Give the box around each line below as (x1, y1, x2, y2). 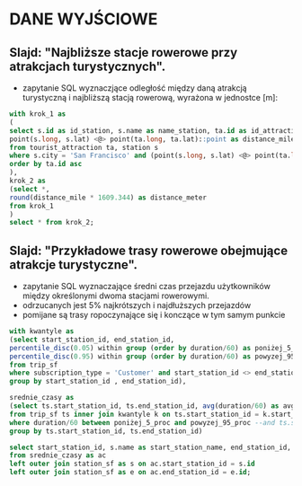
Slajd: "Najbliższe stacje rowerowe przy (9, 45, 238, 60)
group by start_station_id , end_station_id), (9, 377, 187, 386)
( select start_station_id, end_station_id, (9, 335, 175, 344)
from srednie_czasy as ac (9, 451, 106, 460)
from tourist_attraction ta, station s (9, 143, 159, 152)
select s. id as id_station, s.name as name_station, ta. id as (9, 126, 247, 135)
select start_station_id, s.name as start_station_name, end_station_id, (9, 443, 292, 452)
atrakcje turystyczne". (9, 257, 138, 272)
